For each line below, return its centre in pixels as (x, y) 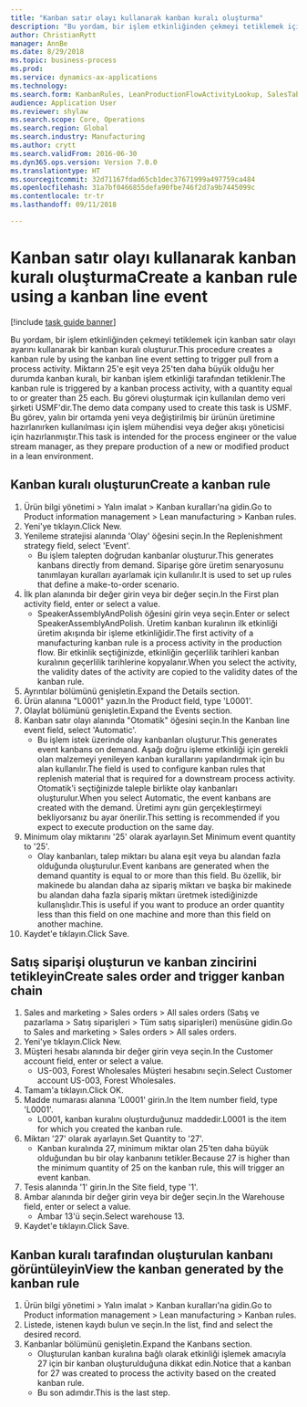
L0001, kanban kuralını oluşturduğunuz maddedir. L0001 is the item (162, 1119)
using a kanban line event (109, 297)
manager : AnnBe (39, 43)
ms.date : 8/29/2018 (47, 52)
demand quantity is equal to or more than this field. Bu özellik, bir (159, 875)
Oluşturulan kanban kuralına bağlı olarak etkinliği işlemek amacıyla (161, 1354)
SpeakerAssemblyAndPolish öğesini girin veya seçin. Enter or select (164, 614)
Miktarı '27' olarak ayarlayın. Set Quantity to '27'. (113, 1139)
